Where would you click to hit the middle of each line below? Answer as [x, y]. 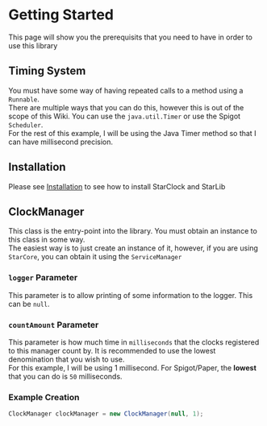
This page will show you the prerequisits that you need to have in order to [130, 37]
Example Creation [44, 397]
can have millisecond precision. [61, 142]
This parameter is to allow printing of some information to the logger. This [131, 295]
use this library [33, 45]
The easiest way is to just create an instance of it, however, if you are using [133, 248]
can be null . [29, 304]
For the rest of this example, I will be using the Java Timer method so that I [132, 133]
